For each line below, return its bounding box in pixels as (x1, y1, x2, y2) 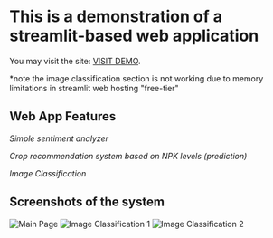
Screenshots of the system (9, 195, 165, 210)
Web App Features (9, 109, 117, 124)
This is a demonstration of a (9, 6, 223, 27)
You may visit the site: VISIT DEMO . (9, 55, 142, 66)
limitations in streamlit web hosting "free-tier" (9, 82, 179, 93)
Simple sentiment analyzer (9, 133, 109, 144)
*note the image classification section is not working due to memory (9, 72, 264, 83)
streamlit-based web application (9, 25, 259, 46)
